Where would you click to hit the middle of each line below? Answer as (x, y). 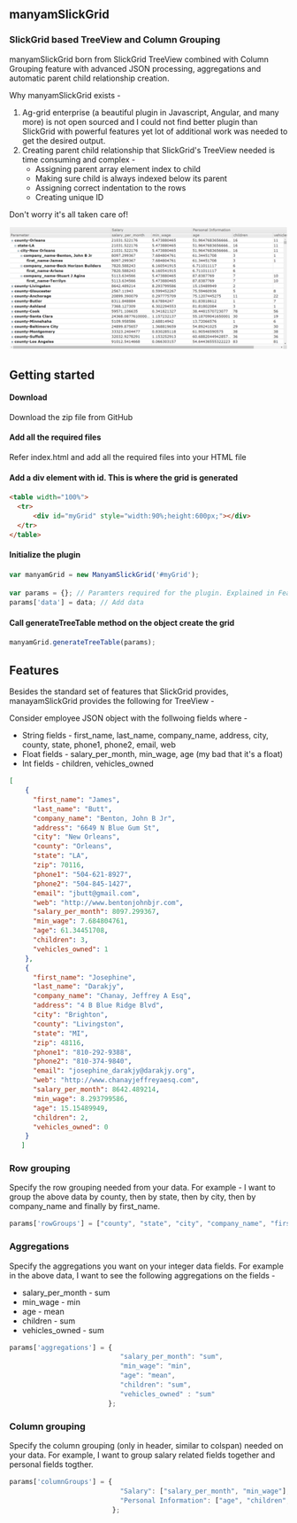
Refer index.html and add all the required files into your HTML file (128, 457)
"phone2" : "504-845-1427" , (82, 884)
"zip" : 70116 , (59, 865)
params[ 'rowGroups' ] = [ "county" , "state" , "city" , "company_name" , (138, 1224)
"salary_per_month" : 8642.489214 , (96, 1090)
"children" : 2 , (61, 1117)
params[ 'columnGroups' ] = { (61, 1482)
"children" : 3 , (61, 940)
